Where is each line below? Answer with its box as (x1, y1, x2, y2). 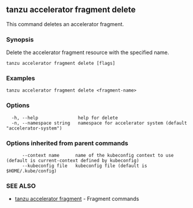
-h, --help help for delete (11, 115, 118, 121)
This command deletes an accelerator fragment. (6, 20, 124, 27)
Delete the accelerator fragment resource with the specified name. (6, 49, 169, 56)
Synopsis (6, 35, 34, 43)
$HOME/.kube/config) (6, 168, 58, 174)
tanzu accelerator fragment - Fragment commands (14, 196, 140, 203)
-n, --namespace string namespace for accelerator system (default (11, 120, 187, 126)
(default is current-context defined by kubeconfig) (6, 157, 140, 163)
